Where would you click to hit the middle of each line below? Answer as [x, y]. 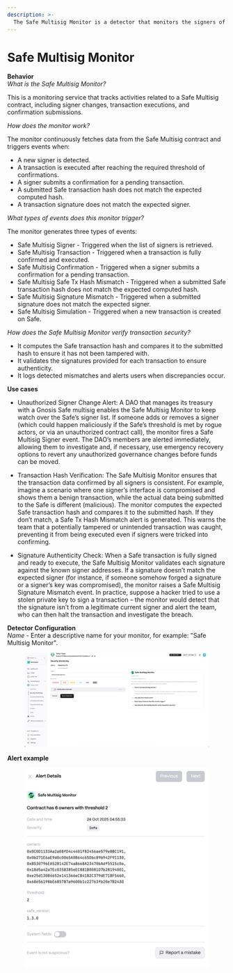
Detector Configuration [42, 628]
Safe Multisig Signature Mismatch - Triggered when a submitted [109, 297]
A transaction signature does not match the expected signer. [104, 205]
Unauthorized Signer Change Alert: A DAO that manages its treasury [115, 403]
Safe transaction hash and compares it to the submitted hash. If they [115, 513]
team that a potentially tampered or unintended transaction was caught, [120, 527]
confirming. [34, 542]
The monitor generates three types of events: [72, 232]
